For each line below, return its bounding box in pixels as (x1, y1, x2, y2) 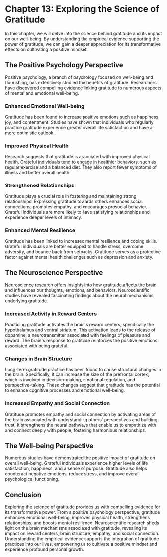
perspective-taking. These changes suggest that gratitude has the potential (5, 382, 160, 388)
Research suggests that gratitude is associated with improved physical (5, 154, 150, 160)
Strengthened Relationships (5, 182, 75, 189)
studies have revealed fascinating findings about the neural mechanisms (5, 292, 154, 298)
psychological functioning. (5, 476, 60, 482)
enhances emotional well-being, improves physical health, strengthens (5, 515, 150, 521)
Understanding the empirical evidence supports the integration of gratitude (5, 536, 159, 542)
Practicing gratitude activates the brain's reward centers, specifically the (5, 322, 154, 328)
